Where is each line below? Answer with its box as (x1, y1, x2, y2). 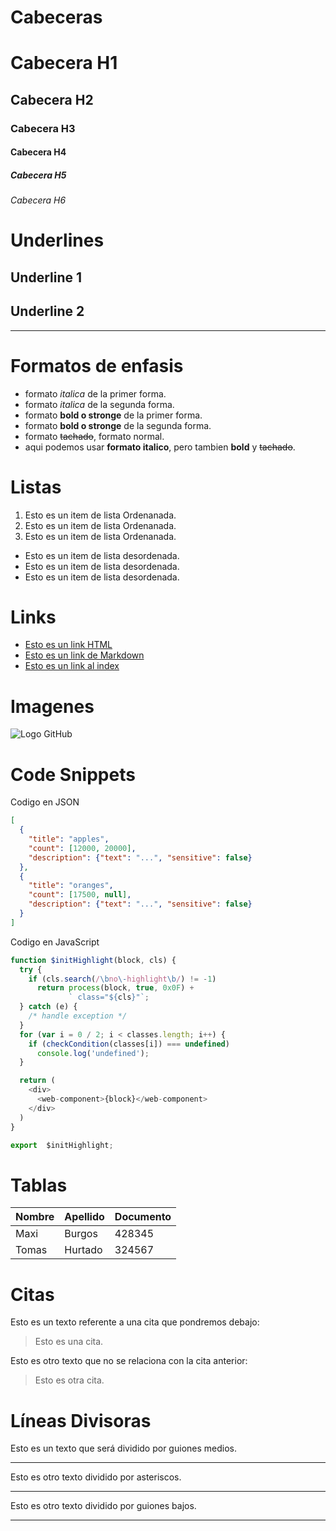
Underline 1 (10, 269, 83, 286)
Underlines (10, 229, 105, 252)
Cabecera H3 (10, 121, 76, 135)
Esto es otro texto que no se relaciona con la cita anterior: (10, 1355, 248, 1367)
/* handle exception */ (28, 1011, 128, 1021)
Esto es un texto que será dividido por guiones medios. (10, 1442, 237, 1455)
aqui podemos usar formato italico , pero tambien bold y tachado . (24, 441, 296, 453)
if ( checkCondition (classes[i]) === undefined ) (28, 1039, 230, 1049)
